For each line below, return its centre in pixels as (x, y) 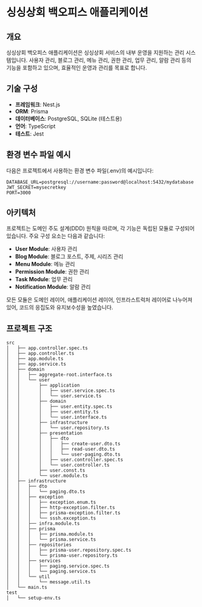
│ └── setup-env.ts (34, 598)
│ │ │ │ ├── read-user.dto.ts (61, 449)
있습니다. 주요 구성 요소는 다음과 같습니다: (56, 236)
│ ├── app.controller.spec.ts (47, 348)
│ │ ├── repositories (39, 545)
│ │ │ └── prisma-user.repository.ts (62, 556)
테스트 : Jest (29, 134)
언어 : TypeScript (35, 126)
